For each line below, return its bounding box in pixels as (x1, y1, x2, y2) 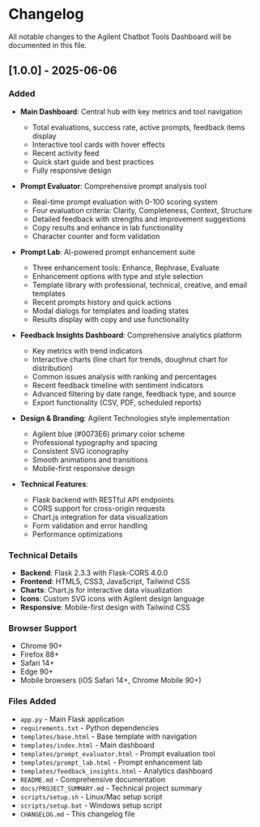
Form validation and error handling (32, 521, 148, 530)
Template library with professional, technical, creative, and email (32, 280, 248, 289)
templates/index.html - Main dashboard (19, 739, 156, 750)
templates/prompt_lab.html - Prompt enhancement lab (19, 757, 202, 767)
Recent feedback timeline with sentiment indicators (32, 380, 204, 390)
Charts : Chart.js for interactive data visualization (19, 585, 183, 594)
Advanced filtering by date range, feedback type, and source (32, 388, 237, 398)
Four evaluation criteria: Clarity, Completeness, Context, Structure (32, 205, 253, 215)
